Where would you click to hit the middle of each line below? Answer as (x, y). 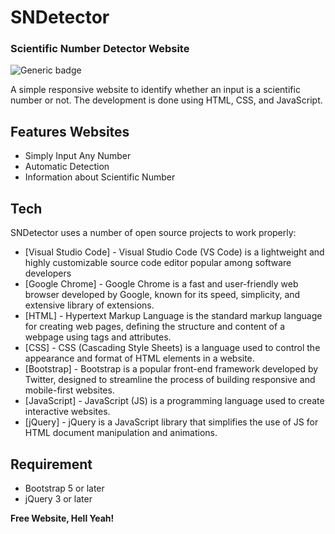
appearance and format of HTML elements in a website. (139, 358)
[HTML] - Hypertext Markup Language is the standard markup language (173, 316)
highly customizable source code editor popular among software (158, 263)
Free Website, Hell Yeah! (62, 518)
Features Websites (70, 131)
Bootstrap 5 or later (64, 488)
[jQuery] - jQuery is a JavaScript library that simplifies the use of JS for (171, 422)
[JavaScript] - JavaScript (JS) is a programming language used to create (174, 401)
